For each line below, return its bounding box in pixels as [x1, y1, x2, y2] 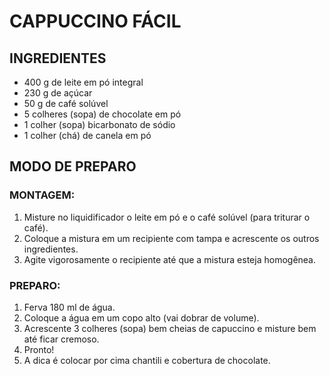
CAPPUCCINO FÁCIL [9, 10, 182, 33]
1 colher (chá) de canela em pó [23, 130, 152, 141]
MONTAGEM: [9, 188, 76, 202]
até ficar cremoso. [23, 333, 100, 345]
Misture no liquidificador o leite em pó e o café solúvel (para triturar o [23, 211, 311, 223]
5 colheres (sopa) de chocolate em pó [23, 108, 182, 120]
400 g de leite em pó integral [23, 76, 144, 88]
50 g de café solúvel [23, 98, 109, 109]
